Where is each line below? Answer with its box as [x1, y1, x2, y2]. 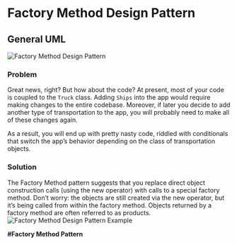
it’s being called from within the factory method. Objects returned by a [7, 200, 212, 210]
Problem [7, 69, 37, 79]
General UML [7, 33, 66, 45]
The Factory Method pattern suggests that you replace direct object [7, 178, 205, 187]
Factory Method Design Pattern [7, 5, 196, 21]
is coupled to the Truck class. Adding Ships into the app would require [7, 93, 211, 102]
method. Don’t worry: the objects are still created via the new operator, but [7, 193, 225, 202]
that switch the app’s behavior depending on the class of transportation [7, 137, 216, 146]
